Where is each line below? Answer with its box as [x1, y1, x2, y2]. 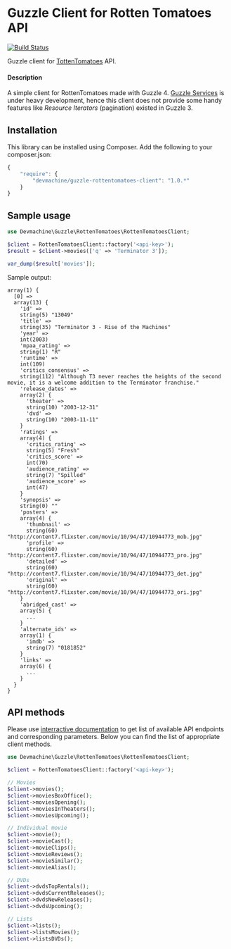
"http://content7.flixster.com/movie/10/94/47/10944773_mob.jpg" [7, 533, 202, 540]
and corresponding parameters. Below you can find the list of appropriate [7, 733, 220, 741]
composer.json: [7, 150, 53, 159]
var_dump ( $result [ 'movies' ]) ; [7, 260, 96, 267]
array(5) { [20, 607, 52, 614]
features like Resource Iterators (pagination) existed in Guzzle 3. [7, 104, 193, 112]
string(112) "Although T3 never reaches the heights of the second [20, 373, 221, 380]
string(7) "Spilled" [25, 471, 86, 478]
